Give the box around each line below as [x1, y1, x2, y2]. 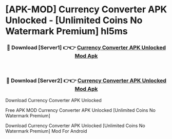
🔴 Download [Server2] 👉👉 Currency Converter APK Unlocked [6, 77, 167, 84]
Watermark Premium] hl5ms [5, 26, 128, 37]
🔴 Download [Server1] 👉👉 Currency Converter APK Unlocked [7, 44, 166, 51]
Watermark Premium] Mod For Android [5, 128, 87, 134]
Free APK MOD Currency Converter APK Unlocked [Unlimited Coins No [5, 107, 156, 113]
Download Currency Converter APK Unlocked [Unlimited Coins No [5, 122, 145, 129]
